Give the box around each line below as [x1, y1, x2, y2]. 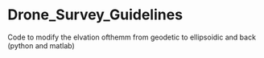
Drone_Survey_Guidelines [7, 6, 183, 24]
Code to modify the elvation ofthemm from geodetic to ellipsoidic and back [7, 32, 257, 42]
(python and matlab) [7, 40, 76, 50]
